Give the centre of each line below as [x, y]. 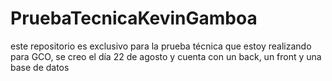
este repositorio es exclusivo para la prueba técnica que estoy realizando [161, 46]
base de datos [40, 67]
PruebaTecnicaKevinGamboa [134, 18]
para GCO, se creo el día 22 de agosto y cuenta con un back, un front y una [166, 56]
